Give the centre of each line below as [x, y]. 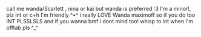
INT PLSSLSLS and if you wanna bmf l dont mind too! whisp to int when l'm [100, 21]
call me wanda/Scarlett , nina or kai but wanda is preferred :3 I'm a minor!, [99, 9]
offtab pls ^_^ [22, 27]
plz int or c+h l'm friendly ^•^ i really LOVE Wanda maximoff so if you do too [101, 15]
